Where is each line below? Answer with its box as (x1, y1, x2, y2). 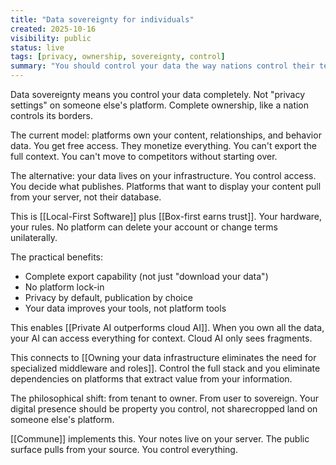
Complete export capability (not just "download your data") (24, 271, 269, 282)
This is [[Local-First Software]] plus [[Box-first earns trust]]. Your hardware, (10, 211, 322, 222)
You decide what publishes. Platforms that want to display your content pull (10, 181, 322, 192)
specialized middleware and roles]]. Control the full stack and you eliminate (10, 362, 321, 374)
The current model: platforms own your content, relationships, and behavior (10, 129, 322, 141)
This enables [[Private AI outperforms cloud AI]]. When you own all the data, (10, 322, 325, 333)
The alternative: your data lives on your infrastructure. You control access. (10, 170, 317, 181)
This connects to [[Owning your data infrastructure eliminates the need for (10, 352, 317, 363)
